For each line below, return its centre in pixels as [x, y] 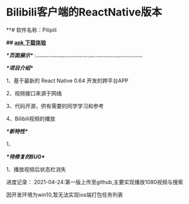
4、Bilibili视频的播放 [31, 118]
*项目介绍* [20, 68]
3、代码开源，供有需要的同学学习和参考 [55, 106]
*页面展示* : [21, 55]
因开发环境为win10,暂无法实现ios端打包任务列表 [65, 194]
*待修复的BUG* [26, 156]
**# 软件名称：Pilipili [31, 30]
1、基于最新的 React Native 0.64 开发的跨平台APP [67, 81]
